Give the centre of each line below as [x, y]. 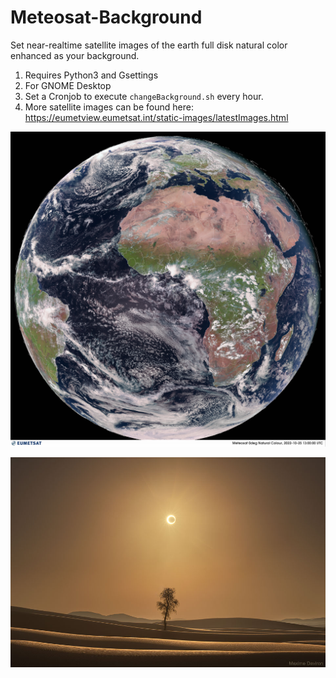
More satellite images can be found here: [109, 107]
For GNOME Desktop [68, 85]
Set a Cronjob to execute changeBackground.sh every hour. [144, 96]
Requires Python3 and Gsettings [91, 75]
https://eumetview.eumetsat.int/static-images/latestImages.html [156, 117]
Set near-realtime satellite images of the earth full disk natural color [149, 45]
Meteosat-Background [106, 17]
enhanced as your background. [75, 55]
